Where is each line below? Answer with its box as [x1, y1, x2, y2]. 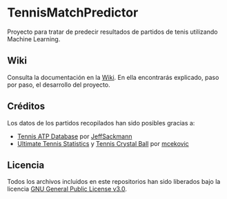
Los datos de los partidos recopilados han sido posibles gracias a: [7, 118, 195, 127]
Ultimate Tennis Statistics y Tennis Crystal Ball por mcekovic [17, 139, 190, 147]
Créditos [7, 101, 46, 112]
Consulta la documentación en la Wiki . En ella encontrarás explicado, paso [7, 73, 219, 81]
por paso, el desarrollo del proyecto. [7, 81, 110, 89]
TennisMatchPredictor [7, 5, 139, 21]
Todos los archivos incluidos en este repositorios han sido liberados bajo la [7, 178, 221, 186]
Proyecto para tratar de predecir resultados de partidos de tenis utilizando [7, 28, 218, 36]
